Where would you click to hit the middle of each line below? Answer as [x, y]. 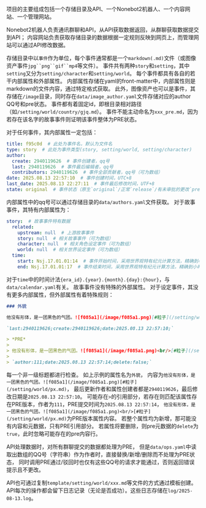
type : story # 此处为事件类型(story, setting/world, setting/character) [99, 150]
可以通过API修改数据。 [40, 45]
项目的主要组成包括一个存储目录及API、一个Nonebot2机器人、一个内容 [96, 9]
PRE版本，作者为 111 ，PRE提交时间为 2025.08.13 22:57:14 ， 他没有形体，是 [104, 404]
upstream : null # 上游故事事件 [56, 233]
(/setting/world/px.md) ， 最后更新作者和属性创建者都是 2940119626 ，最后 [100, 389]
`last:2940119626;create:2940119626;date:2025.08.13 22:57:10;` [90, 328]
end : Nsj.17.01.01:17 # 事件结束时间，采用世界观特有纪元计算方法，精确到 [105, 267]
